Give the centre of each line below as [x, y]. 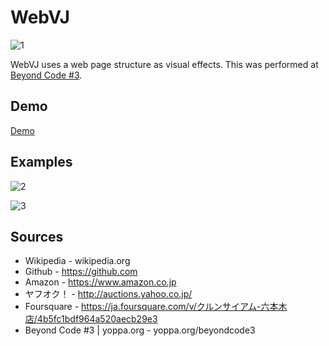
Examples [41, 162]
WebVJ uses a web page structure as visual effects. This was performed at [164, 64]
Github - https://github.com [81, 272]
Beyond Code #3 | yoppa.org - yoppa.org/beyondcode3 [140, 330]
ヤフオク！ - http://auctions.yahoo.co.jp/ [108, 294]
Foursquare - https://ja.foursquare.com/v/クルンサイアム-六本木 [156, 307]
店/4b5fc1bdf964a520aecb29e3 [91, 319]
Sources [37, 236]
